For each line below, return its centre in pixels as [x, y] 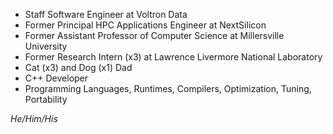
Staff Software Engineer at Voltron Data [106, 14]
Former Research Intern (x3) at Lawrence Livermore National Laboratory [173, 57]
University [46, 46]
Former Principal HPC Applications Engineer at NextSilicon [145, 25]
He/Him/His [34, 118]
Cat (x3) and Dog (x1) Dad [78, 67]
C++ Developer [56, 78]
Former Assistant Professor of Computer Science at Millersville [154, 35]
